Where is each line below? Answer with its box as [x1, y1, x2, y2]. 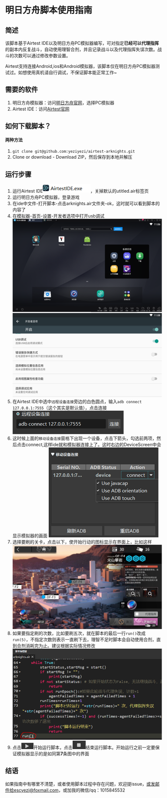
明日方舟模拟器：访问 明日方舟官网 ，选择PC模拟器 [12, 99, 114, 105]
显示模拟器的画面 [12, 532, 48, 539]
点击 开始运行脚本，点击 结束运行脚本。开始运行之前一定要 [12, 745, 156, 751]
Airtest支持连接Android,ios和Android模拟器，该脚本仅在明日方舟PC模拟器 [5, 63, 156, 69]
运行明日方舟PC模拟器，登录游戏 [12, 194, 80, 200]
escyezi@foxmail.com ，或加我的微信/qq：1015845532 [13, 787, 125, 793]
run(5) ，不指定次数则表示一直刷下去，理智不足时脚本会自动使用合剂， [12, 637, 157, 643]
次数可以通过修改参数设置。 [13, 53, 71, 58]
